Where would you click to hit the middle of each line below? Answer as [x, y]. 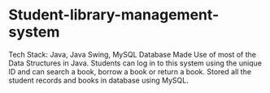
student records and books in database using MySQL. [98, 80]
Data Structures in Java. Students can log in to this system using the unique [135, 63]
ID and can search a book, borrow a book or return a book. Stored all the [130, 71]
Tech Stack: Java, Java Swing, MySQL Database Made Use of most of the [133, 54]
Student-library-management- [114, 15]
